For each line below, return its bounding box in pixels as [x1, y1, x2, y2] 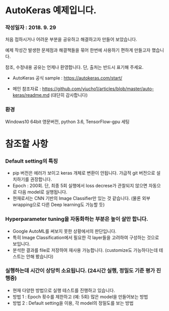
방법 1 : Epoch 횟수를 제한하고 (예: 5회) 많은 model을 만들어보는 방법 [12, 293, 148, 299]
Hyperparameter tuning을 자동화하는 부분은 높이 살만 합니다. [5, 216, 148, 223]
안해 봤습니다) [26, 253, 54, 259]
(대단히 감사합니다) [50, 92, 88, 98]
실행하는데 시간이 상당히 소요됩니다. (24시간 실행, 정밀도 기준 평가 [5, 267, 155, 274]
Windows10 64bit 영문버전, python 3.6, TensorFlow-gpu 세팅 [5, 119, 130, 125]
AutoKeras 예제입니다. [5, 5, 97, 16]
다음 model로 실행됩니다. [18, 189, 68, 195]
